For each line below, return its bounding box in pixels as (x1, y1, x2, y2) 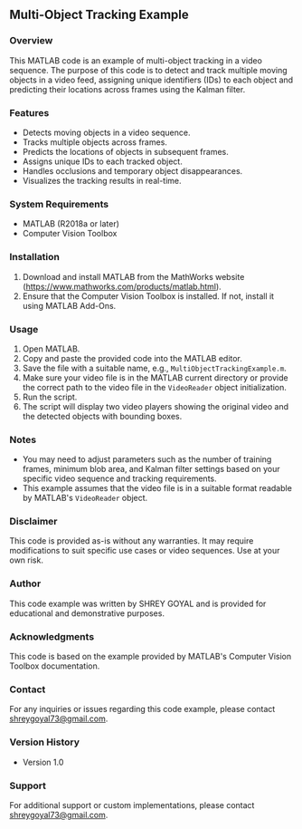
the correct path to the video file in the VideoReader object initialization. (22, 381, 288, 392)
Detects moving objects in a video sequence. (22, 127, 191, 138)
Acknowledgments (9, 630, 95, 642)
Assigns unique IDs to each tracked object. (22, 156, 183, 167)
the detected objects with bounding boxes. (22, 410, 183, 421)
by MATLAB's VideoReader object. (22, 493, 148, 504)
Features (9, 106, 50, 119)
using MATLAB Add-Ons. (22, 300, 117, 311)
